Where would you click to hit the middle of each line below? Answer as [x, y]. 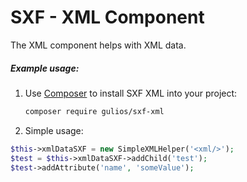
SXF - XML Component [107, 17]
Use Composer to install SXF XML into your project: [131, 93]
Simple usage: [54, 130]
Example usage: [45, 68]
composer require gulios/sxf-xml [94, 111]
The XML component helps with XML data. [98, 45]
